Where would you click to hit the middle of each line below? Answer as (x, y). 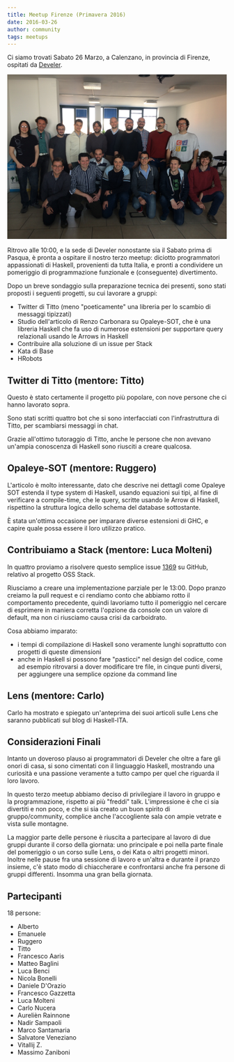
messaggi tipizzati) (44, 314)
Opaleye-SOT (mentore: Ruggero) (82, 468)
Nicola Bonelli (37, 978)
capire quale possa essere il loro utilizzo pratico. (77, 528)
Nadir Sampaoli (39, 1023)
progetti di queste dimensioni (59, 652)
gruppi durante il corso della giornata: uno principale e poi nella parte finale (115, 845)
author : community (34, 29)
